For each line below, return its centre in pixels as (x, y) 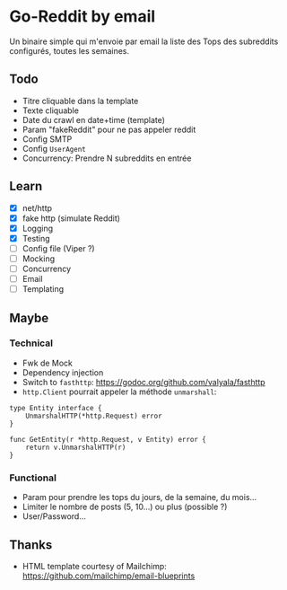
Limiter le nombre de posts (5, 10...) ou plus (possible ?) (125, 507)
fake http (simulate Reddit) (71, 218)
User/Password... (54, 516)
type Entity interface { (56, 408)
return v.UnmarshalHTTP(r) (76, 447)
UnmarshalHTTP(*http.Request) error (94, 416)
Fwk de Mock (48, 363)
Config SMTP (47, 139)
